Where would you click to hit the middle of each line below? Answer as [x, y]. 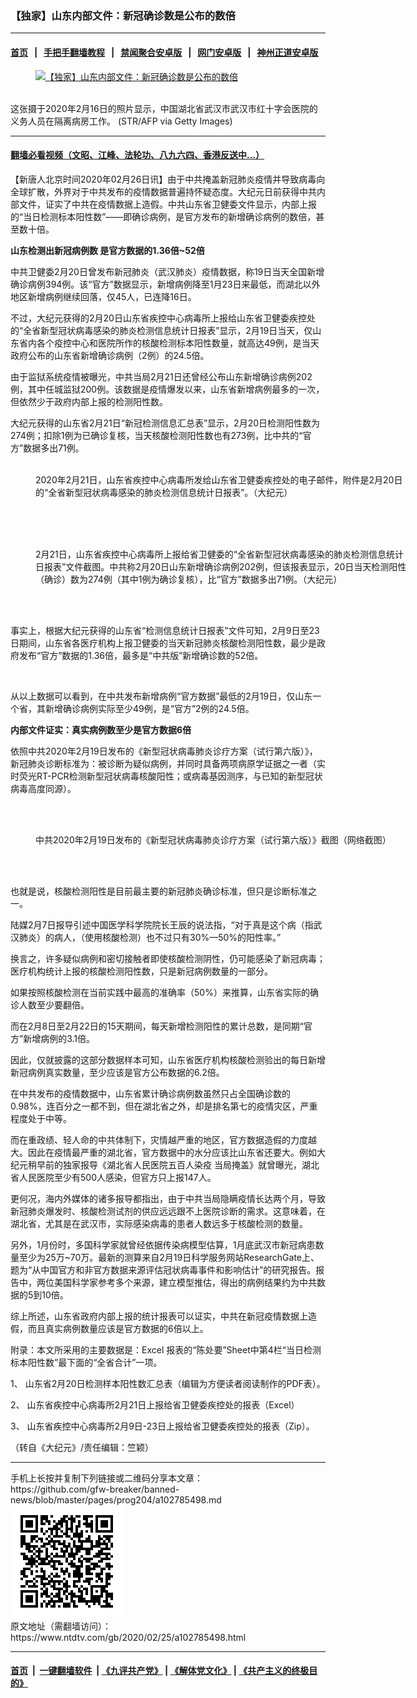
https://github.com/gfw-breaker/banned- [95, 1489]
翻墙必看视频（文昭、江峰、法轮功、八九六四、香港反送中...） [137, 155]
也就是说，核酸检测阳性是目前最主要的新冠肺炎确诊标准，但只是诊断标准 [159, 891]
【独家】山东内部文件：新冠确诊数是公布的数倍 [123, 15]
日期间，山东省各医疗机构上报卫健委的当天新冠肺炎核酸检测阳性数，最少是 [163, 643]
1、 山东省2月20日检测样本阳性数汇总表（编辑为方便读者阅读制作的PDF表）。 [168, 1383]
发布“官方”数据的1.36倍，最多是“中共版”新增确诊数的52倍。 [141, 655]
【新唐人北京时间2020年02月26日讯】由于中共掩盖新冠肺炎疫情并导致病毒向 [168, 179]
